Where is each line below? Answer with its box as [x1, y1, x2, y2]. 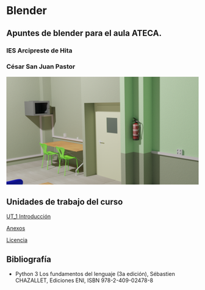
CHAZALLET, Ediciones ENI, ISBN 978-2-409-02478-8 [15, 277, 154, 284]
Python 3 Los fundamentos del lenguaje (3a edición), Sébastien [15, 270, 175, 277]
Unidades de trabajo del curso [6, 196, 123, 207]
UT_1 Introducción [6, 213, 51, 220]
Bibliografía [6, 254, 52, 264]
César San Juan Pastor [6, 62, 76, 71]
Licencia [6, 236, 27, 244]
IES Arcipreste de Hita [6, 46, 73, 55]
